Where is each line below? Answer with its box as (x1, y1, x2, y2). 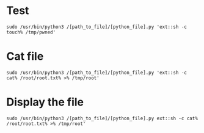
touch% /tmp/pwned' (6, 29, 56, 35)
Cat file (6, 49, 44, 63)
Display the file (6, 95, 84, 109)
